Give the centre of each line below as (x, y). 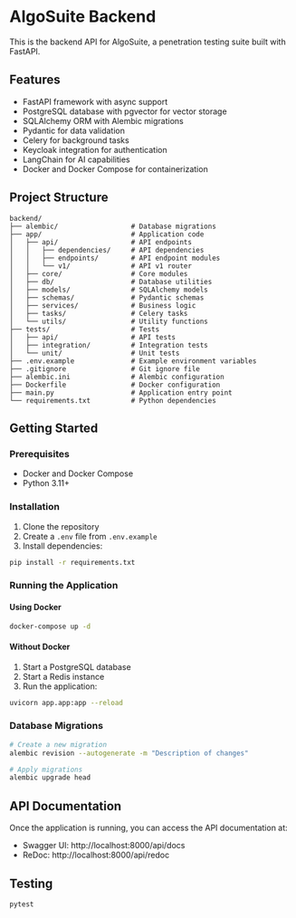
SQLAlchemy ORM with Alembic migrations (103, 120)
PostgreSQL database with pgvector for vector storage (125, 111)
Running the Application (64, 586)
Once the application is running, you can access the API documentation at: (148, 828)
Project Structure (59, 198)
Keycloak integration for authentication (95, 149)
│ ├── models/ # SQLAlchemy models (109, 290)
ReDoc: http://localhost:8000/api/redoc (96, 855)
